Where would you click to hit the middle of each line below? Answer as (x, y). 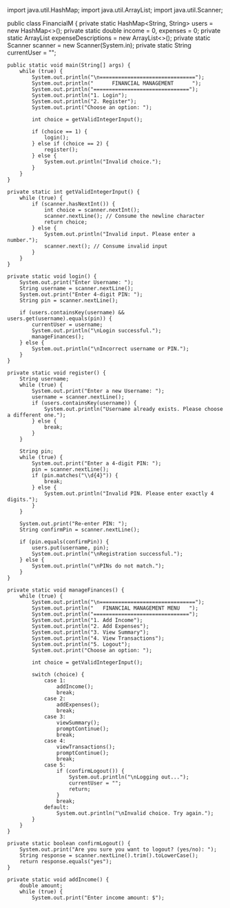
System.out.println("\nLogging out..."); (129, 777)
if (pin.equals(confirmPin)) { (64, 542)
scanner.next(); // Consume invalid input (106, 246)
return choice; (66, 222)
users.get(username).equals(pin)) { (60, 319)
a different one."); (37, 415)
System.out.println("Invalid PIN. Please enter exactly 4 (129, 494)
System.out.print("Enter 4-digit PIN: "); (81, 294)
